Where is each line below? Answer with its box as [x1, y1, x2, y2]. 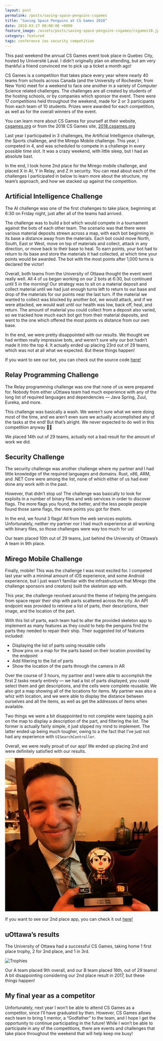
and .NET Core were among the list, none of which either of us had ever [5, 476, 149, 482]
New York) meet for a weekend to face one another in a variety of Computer [5, 83, 158, 89]
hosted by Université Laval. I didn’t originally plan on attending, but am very [5, 57, 156, 63]
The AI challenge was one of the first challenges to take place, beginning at [5, 205, 156, 211]
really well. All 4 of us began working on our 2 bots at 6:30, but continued [5, 275, 152, 282]
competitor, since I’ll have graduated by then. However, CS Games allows [5, 1010, 151, 1016]
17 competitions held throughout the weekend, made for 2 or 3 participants [5, 98, 155, 104]
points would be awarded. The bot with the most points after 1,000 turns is [5, 256, 154, 262]
